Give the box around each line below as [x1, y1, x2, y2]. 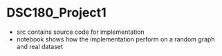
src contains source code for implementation [16, 28, 145, 36]
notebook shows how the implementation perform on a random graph [16, 35, 215, 43]
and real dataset [16, 42, 64, 50]
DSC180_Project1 [6, 5, 107, 21]
